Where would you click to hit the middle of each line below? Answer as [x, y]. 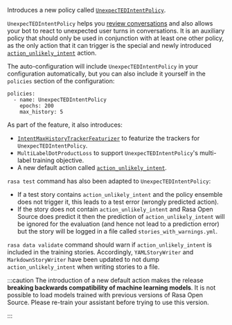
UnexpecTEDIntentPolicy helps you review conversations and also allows [110, 23]
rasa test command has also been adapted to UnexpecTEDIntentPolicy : [109, 181]
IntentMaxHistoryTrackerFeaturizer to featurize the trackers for [108, 138]
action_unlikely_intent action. [52, 53]
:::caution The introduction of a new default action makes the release [105, 280]
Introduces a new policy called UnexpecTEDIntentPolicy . [87, 10]
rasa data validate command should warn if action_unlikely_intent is [110, 245]
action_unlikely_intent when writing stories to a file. [83, 267]
